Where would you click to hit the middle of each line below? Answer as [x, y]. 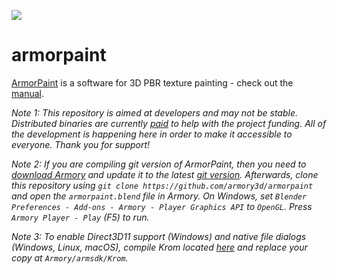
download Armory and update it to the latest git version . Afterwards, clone [165, 174]
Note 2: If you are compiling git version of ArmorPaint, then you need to [159, 164]
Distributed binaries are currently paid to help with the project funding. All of [169, 123]
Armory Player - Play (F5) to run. [80, 217]
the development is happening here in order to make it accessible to [152, 134]
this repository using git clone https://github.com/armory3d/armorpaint [162, 185]
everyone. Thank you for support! [81, 144]
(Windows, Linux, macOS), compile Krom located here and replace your [159, 247]
